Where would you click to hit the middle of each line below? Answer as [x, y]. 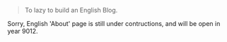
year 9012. [23, 31]
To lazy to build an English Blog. [71, 10]
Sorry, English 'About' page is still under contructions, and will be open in [114, 23]
